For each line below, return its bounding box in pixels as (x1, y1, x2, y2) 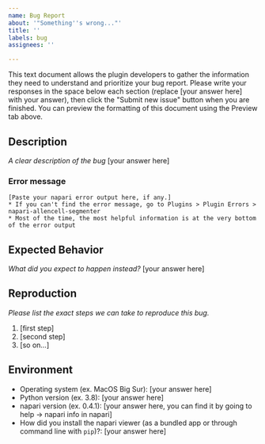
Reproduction (8, 287, 78, 300)
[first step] (19, 323, 55, 333)
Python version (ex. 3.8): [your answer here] (19, 392, 165, 402)
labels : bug (8, 33, 47, 42)
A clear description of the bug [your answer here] (8, 155, 170, 165)
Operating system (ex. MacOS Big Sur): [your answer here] (19, 384, 212, 393)
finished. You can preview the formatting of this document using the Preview (8, 104, 258, 113)
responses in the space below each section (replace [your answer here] (8, 86, 243, 96)
